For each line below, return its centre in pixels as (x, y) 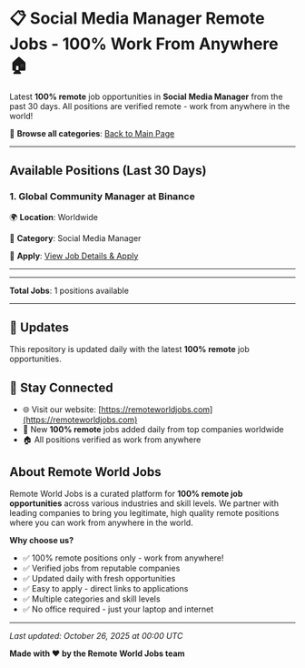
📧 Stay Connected (61, 387)
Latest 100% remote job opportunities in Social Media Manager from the (146, 96)
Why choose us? (42, 541)
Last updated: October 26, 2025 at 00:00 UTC (96, 636)
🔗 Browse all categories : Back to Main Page (92, 133)
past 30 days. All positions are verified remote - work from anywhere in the (150, 106)
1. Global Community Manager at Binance (102, 197)
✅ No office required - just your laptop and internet (118, 609)
